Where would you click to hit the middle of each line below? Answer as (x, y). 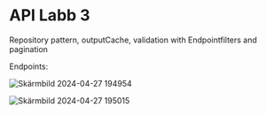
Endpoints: (29, 66)
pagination (29, 49)
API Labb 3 (50, 15)
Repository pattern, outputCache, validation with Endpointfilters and (133, 40)
